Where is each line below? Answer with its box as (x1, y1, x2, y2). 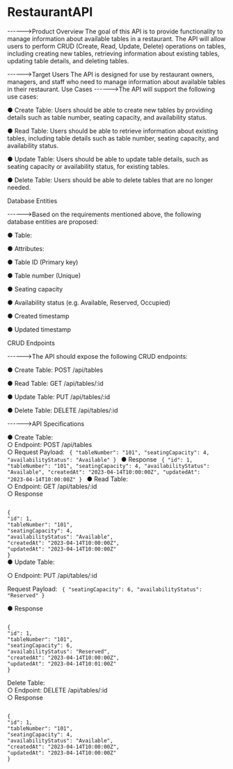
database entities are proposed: (7, 217, 99, 226)
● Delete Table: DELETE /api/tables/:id (7, 406, 118, 414)
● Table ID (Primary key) (7, 258, 79, 266)
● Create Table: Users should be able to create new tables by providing (7, 106, 214, 114)
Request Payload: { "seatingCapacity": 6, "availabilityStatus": (7, 585, 203, 593)
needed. (7, 183, 31, 191)
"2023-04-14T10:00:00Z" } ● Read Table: (7, 474, 129, 483)
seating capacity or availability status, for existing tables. (7, 162, 170, 170)
